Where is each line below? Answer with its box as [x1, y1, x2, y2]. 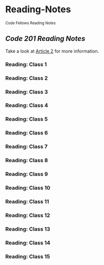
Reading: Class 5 [5, 116, 48, 123]
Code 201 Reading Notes [5, 34, 86, 43]
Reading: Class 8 [5, 157, 48, 164]
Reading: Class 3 [5, 88, 48, 95]
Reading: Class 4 [5, 102, 48, 109]
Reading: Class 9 [5, 170, 48, 178]
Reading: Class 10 [5, 184, 50, 191]
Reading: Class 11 [5, 198, 49, 205]
